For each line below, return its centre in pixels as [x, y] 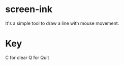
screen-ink [29, 9]
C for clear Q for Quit [27, 57]
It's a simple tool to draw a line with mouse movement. [62, 23]
